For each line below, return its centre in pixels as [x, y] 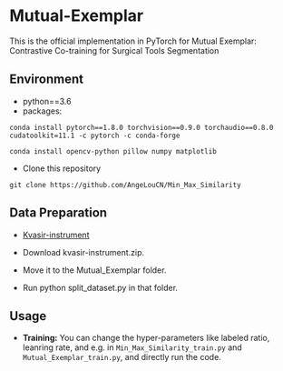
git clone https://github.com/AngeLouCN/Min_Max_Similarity [126, 185]
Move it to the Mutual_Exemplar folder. [94, 270]
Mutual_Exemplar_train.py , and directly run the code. [122, 357]
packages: [42, 111]
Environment [47, 80]
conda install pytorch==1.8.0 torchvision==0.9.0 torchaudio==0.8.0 [141, 127]
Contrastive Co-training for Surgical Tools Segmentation [114, 50]
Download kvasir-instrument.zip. [83, 252]
